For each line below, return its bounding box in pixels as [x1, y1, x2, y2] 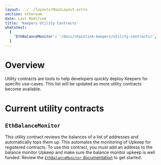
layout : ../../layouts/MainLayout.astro [5, 7, 88, 12]
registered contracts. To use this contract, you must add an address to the [5, 144, 153, 150]
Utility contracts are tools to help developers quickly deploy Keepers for [5, 76, 148, 82]
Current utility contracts [5, 103, 104, 114]
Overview [5, 59, 45, 70]
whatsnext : [5, 25, 27, 30]
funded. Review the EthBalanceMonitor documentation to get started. [5, 154, 142, 160]
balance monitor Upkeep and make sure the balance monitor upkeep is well [5, 149, 156, 155]
